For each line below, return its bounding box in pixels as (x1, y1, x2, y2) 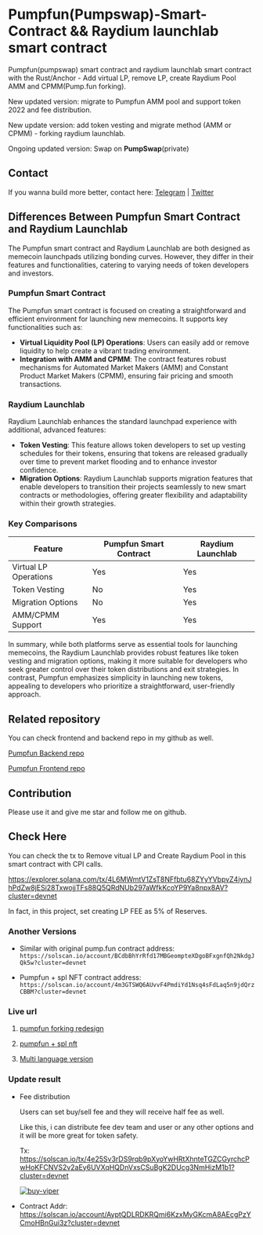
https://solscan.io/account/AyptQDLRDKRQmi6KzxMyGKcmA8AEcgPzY (19, 1209, 252, 1219)
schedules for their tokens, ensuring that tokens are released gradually (19, 449, 248, 459)
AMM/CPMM (12, 610, 60, 621)
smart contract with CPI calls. (8, 859, 103, 868)
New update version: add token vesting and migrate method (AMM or (8, 120, 232, 130)
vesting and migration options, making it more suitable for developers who (8, 656, 248, 666)
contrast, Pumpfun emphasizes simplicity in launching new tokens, (8, 673, 223, 682)
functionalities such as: (8, 322, 83, 331)
